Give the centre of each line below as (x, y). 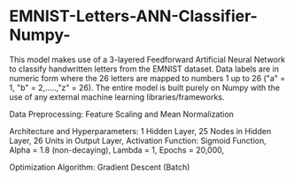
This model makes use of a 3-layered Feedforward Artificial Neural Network (147, 59)
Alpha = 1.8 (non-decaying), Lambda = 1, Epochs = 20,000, (117, 150)
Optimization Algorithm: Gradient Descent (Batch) (100, 167)
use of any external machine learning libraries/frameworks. (117, 97)
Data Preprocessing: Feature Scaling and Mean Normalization (122, 114)
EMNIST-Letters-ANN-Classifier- (134, 16)
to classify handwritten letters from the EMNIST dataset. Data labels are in (144, 69)
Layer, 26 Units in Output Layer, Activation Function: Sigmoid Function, (138, 140)
